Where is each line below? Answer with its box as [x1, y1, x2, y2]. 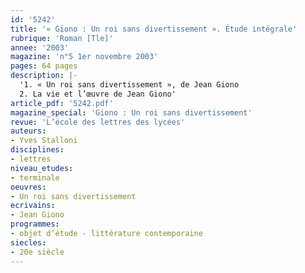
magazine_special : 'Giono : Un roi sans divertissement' [10, 107, 253, 118]
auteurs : [10, 126, 47, 136]
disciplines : [10, 145, 65, 155]
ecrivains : [10, 201, 56, 211]
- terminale [10, 172, 60, 183]
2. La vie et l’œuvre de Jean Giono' [19, 89, 177, 99]
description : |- [10, 71, 78, 81]
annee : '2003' [10, 42, 70, 53]
